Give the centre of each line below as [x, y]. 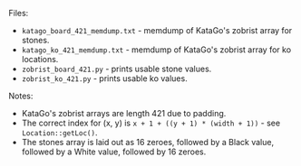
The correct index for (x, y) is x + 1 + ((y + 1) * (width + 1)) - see [151, 123]
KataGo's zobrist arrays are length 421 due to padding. [124, 113]
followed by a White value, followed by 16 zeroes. [114, 152]
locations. [40, 59]
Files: [19, 13]
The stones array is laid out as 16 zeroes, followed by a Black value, [147, 142]
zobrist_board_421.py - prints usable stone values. [117, 69]
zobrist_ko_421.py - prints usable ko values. [104, 78]
